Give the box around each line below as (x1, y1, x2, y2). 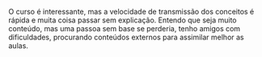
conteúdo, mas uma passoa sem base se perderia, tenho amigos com (8, 24, 241, 33)
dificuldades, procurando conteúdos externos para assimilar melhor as (8, 32, 244, 42)
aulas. (8, 41, 28, 51)
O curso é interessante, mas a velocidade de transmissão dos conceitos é (8, 7, 255, 16)
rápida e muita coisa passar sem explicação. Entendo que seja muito (8, 15, 237, 25)
